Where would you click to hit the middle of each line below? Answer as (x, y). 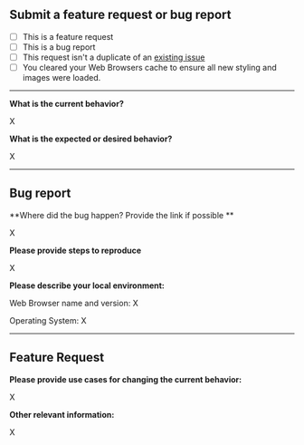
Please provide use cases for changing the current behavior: (126, 379)
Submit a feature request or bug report (120, 15)
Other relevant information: (62, 414)
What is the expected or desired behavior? (91, 139)
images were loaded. (62, 78)
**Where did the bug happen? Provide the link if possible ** (122, 215)
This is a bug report (59, 47)
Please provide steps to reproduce (76, 250)
